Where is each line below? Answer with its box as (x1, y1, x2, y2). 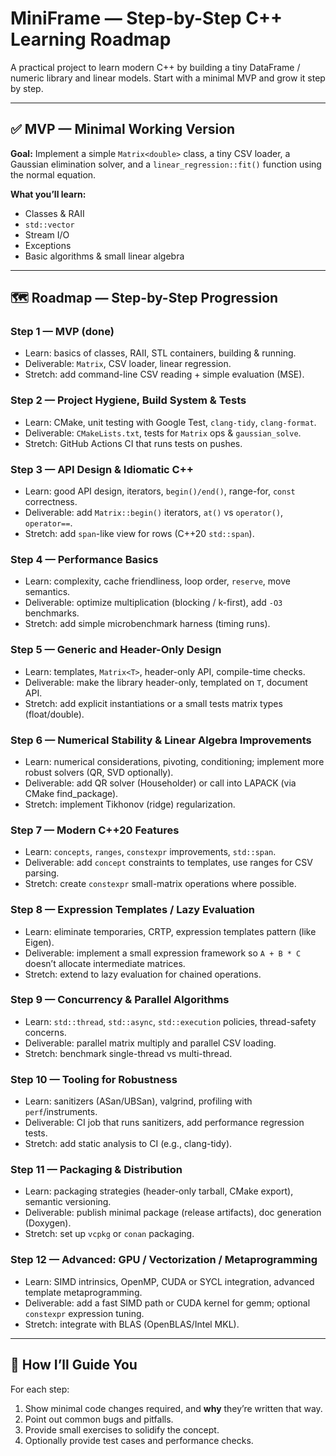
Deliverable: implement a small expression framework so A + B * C (24, 947, 302, 959)
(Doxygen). (24, 1217, 72, 1229)
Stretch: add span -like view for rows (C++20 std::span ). (24, 528, 255, 540)
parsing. (24, 867, 60, 879)
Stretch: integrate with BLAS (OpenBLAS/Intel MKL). (24, 1318, 240, 1330)
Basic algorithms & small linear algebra (24, 250, 185, 262)
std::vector (24, 220, 75, 230)
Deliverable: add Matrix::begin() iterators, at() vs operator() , (24, 507, 284, 519)
